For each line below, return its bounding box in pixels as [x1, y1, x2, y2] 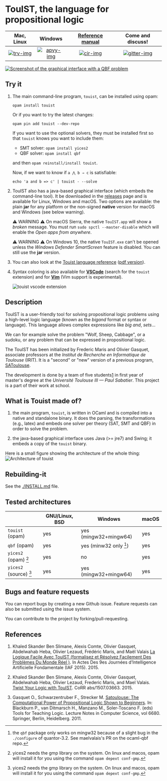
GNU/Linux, [45, 512, 74, 519]
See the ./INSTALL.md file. [5, 484, 59, 489]
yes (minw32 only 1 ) [81, 541, 129, 549]
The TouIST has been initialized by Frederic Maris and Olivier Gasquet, [5, 346, 150, 352]
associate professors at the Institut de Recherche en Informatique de [5, 352, 146, 358]
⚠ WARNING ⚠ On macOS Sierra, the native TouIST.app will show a [12, 218, 152, 224]
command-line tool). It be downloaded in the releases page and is [12, 193, 148, 199]
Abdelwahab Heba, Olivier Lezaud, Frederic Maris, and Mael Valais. [12, 680, 151, 685]
